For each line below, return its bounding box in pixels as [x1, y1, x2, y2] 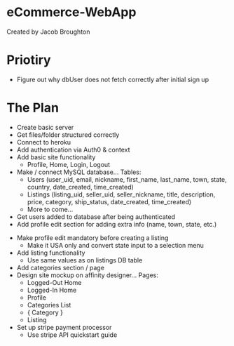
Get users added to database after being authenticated [16, 212, 176, 221]
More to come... [27, 205, 74, 213]
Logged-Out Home [27, 278, 82, 286]
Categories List [27, 300, 71, 309]
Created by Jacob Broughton [6, 27, 90, 36]
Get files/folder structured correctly [16, 131, 120, 139]
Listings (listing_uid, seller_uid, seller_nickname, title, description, [27, 190, 216, 199]
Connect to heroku [16, 138, 71, 146]
